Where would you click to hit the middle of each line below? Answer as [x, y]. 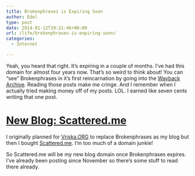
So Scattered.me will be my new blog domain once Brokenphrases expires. [96, 154]
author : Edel [22, 17]
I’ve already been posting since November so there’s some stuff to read [92, 160]
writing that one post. [32, 96]
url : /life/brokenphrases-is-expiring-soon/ [61, 33]
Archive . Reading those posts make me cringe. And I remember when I [91, 84]
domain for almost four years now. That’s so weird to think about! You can [95, 72]
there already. [23, 167]
